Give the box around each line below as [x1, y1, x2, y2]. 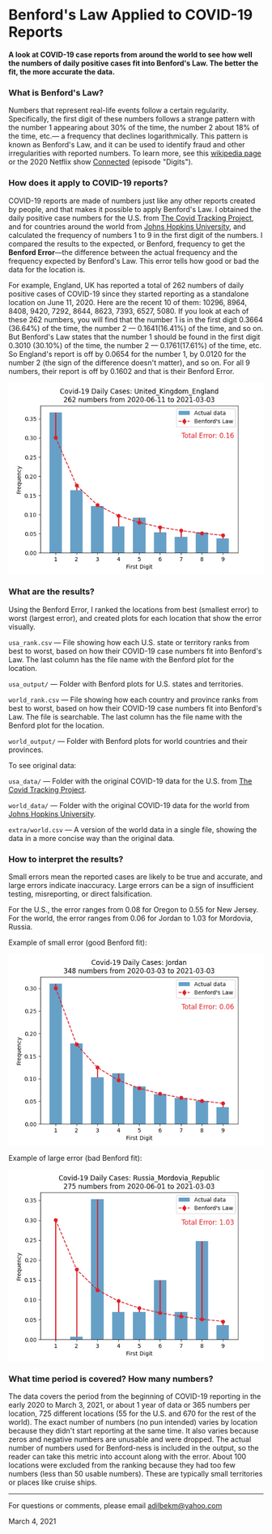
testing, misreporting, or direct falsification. [8, 889, 152, 899]
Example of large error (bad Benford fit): [8, 1154, 142, 1163]
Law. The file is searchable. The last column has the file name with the [8, 712, 243, 721]
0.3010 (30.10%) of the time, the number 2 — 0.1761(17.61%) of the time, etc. [8, 340, 261, 350]
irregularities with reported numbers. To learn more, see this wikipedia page [8, 148, 261, 159]
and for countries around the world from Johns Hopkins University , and [8, 221, 246, 232]
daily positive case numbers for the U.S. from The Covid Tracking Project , [8, 213, 254, 223]
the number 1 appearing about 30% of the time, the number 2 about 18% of [8, 123, 260, 133]
